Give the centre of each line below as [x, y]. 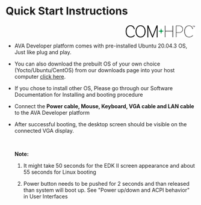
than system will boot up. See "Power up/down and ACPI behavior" [107, 190]
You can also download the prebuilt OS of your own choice [87, 64]
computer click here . [40, 76]
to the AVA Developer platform [52, 112]
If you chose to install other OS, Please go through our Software [93, 88]
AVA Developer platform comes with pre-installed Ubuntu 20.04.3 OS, [101, 46]
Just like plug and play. [43, 52]
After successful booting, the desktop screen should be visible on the [100, 124]
